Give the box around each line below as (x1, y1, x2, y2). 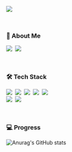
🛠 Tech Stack (6, 73, 47, 81)
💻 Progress (6, 123, 41, 131)
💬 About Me (6, 32, 41, 40)
